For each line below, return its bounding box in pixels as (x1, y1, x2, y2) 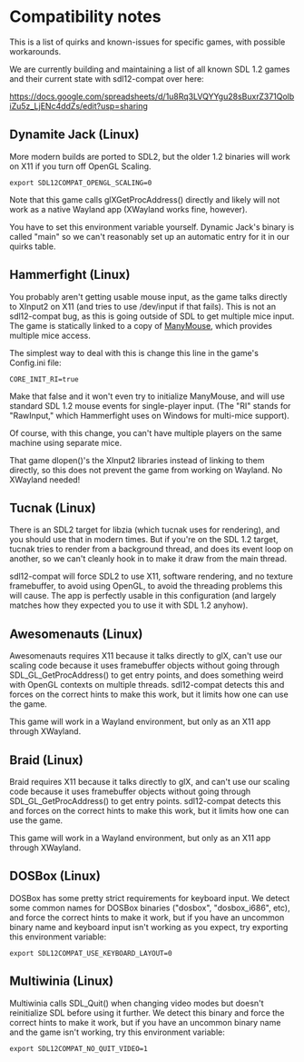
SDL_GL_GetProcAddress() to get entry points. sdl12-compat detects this (9, 796, 281, 806)
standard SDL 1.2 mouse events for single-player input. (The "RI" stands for (9, 400, 291, 411)
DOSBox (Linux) (9, 868, 102, 884)
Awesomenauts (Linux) (9, 626, 143, 641)
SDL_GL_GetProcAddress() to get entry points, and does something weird (9, 670, 284, 680)
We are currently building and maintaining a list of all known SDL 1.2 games (9, 64, 290, 74)
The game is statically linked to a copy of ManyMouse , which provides (9, 320, 272, 331)
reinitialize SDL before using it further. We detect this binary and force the (9, 1007, 285, 1018)
